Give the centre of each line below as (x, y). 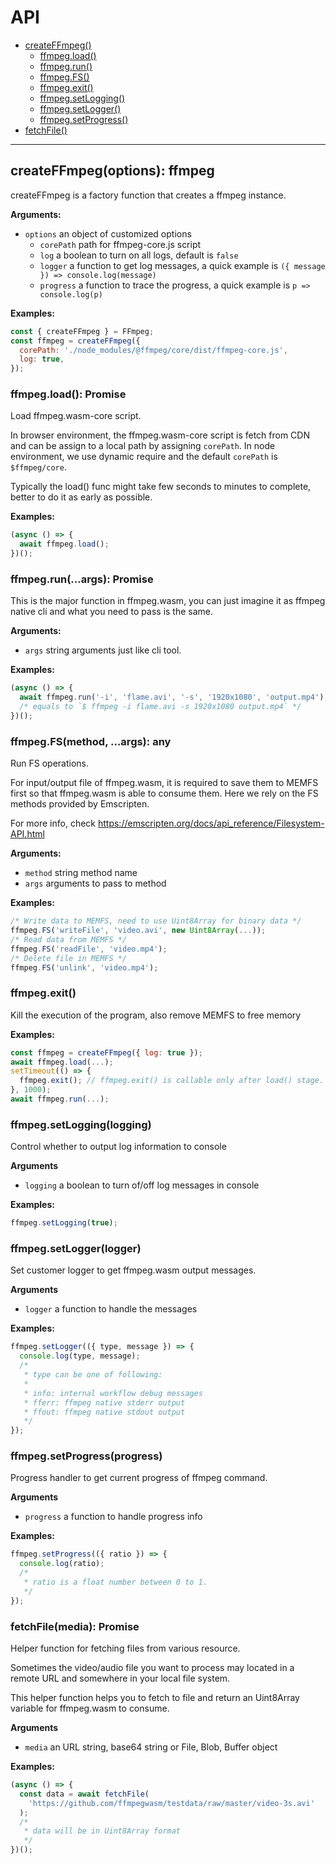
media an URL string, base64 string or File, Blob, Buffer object (151, 1747)
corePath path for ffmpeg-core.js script (120, 244)
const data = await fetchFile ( (84, 1794)
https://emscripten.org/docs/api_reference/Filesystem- (211, 823)
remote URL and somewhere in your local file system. (120, 1678)
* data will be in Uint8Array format (102, 1831)
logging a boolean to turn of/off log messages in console (142, 1185)
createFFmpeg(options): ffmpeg (112, 171)
